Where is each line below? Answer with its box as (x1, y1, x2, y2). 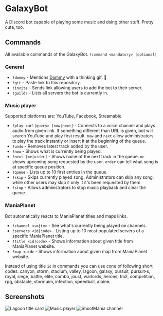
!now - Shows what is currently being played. (12, 149, 102, 154)
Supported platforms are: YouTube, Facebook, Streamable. (5, 113, 123, 119)
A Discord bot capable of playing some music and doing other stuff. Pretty (5, 19, 154, 25)
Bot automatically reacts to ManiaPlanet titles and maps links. (5, 213, 128, 219)
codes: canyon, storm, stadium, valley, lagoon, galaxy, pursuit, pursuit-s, (5, 268, 151, 274)
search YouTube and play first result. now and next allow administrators (12, 133, 154, 139)
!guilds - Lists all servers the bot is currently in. (12, 90, 109, 96)
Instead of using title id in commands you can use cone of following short (5, 263, 153, 269)
